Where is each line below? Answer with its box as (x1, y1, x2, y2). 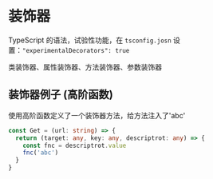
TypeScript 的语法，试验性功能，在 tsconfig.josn (8, 35, 172, 45)
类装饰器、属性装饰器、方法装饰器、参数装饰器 (8, 62, 162, 72)
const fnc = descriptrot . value (22, 141, 127, 149)
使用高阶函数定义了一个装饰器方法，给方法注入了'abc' (8, 110, 186, 120)
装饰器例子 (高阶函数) (8, 88, 113, 101)
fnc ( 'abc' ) (22, 149, 59, 157)
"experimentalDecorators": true (22, 46, 130, 54)
